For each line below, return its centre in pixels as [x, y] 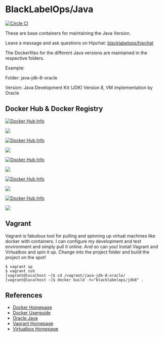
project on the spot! [26, 257]
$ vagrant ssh [20, 271]
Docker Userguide [32, 313]
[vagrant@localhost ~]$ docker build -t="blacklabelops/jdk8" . [74, 280]
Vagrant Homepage [33, 324]
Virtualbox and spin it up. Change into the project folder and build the [77, 252]
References [24, 295]
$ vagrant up [19, 267]
